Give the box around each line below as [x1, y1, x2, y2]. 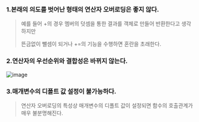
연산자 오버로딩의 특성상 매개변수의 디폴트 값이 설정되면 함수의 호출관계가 [20, 102, 194, 109]
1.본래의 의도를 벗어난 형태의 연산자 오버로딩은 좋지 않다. [6, 5, 159, 13]
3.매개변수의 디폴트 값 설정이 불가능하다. [6, 87, 117, 96]
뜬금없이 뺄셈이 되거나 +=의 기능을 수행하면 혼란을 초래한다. [20, 40, 161, 47]
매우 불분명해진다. [20, 109, 63, 117]
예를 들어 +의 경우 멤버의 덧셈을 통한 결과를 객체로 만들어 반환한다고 [20, 20, 180, 28]
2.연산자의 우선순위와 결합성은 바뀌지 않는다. [6, 57, 128, 66]
